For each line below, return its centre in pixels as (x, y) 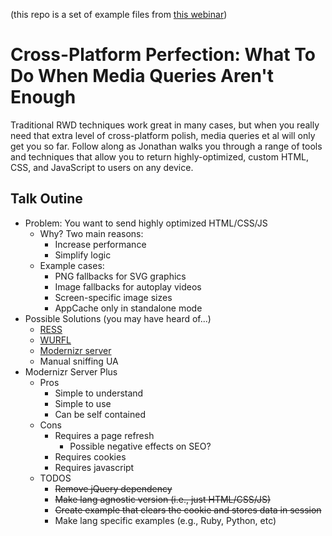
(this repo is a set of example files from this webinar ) (119, 14)
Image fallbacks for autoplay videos (128, 286)
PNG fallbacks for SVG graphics (120, 276)
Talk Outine (46, 199)
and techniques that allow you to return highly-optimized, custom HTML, (159, 156)
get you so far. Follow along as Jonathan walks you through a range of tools (166, 146)
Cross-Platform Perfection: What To (163, 55)
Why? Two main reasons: (91, 233)
